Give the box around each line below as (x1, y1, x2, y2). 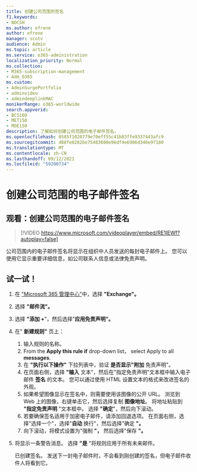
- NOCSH (6, 19, 25, 25)
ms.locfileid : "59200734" (6, 161, 69, 167)
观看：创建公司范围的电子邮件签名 (6, 213, 130, 223)
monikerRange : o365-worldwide (6, 101, 80, 107)
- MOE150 (6, 123, 28, 129)
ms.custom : (6, 80, 33, 86)
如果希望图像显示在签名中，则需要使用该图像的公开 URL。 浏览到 (23, 390, 181, 398)
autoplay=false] (20, 236, 59, 243)
